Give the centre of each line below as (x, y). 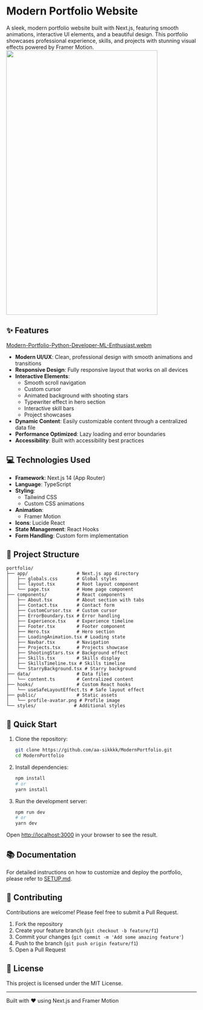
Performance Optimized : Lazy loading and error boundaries (90, 434)
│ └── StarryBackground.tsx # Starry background (71, 669)
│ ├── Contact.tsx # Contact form (60, 606)
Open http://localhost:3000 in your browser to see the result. (82, 835)
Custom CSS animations (54, 503)
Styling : (25, 490)
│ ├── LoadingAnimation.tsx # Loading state (66, 637)
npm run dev (30, 812)
